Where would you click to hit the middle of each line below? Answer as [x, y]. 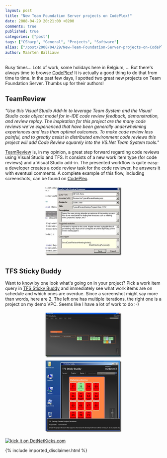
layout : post [19, 10]
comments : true [21, 26]
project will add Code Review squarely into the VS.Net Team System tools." [82, 142]
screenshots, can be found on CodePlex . [47, 179]
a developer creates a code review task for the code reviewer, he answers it [83, 168]
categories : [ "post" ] [28, 37]
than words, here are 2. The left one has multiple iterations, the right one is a [83, 299]
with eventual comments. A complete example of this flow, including [75, 173]
